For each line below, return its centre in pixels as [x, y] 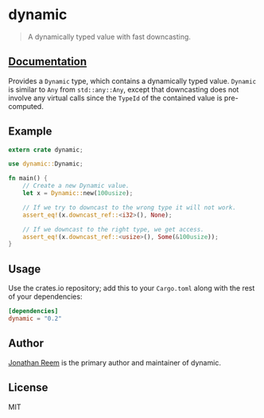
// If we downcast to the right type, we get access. [113, 229]
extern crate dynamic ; [46, 150]
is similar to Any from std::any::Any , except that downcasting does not [124, 89]
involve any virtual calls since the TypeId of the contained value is [115, 98]
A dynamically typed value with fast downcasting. [109, 37]
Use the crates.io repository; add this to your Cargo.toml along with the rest [132, 288]
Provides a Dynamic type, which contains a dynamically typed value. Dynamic [132, 80]
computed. [26, 106]
